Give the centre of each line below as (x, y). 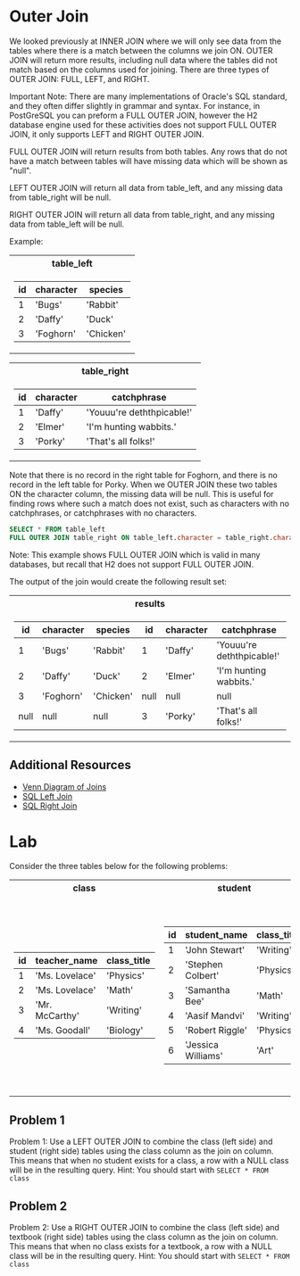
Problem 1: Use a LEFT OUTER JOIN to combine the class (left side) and (141, 1142)
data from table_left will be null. (67, 224)
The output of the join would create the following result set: (118, 581)
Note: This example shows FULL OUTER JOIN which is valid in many (135, 554)
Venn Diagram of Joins (64, 786)
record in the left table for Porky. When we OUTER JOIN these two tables (144, 485)
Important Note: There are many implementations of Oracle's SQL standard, (148, 96)
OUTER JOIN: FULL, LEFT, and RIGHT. (79, 79)
